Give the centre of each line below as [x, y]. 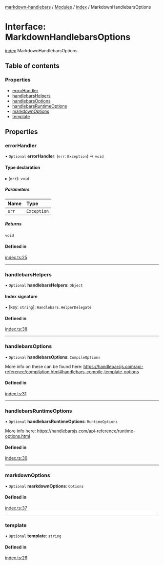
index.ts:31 [16, 393]
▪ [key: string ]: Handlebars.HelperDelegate [48, 307]
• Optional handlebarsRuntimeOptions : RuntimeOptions [61, 422]
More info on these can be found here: [44, 366]
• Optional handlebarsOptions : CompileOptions [53, 357]
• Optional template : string [33, 536]
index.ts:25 [16, 257]
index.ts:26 [16, 558]
